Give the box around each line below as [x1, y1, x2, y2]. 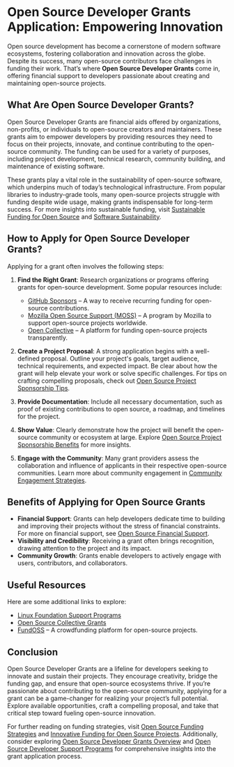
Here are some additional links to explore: [7, 598, 127, 606]
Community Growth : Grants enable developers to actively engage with [17, 551, 221, 560]
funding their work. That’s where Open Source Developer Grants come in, [7, 64, 221, 72]
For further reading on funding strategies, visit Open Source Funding [7, 722, 204, 731]
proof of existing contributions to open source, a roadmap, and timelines [17, 404, 226, 413]
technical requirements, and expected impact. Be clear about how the [17, 361, 218, 370]
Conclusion [7, 646, 58, 658]
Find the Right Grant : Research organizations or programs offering [17, 276, 209, 284]
